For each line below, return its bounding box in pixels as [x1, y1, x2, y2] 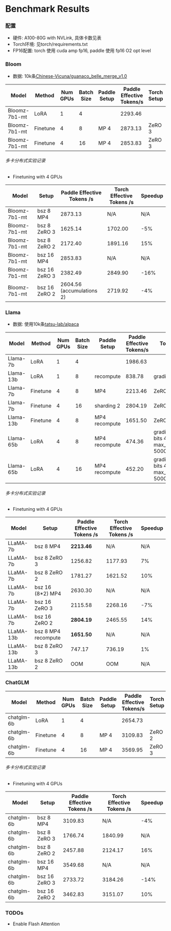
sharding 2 [94, 402, 121, 410]
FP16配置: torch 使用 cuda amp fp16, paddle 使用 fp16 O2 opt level [12, 48, 151, 54]
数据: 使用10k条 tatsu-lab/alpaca [12, 321, 79, 327]
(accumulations [60, 287, 98, 294]
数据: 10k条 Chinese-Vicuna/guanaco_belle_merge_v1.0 [12, 73, 127, 79]
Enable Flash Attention [12, 921, 60, 927]
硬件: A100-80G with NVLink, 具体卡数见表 [12, 35, 102, 41]
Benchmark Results [5, 3, 90, 15]
